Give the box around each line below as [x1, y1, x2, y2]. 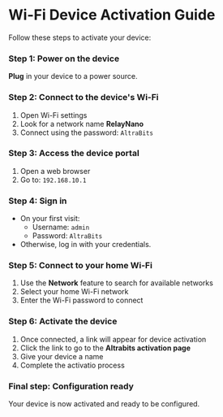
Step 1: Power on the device [8, 53, 120, 64]
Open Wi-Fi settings [19, 110, 88, 119]
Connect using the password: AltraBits [19, 128, 154, 137]
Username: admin [32, 222, 90, 232]
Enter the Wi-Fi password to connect [19, 295, 144, 306]
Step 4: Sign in [8, 195, 67, 206]
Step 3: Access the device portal [8, 148, 139, 159]
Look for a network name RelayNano [19, 119, 144, 128]
